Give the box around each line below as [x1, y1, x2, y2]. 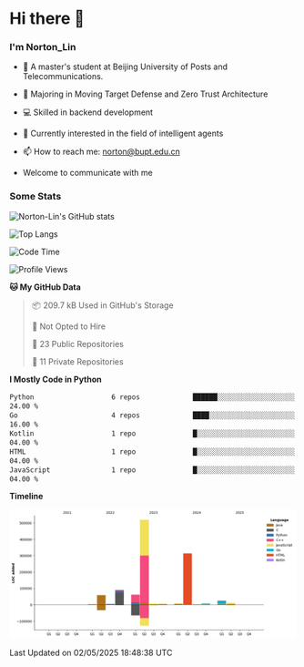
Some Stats [9, 190, 62, 203]
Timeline [9, 490, 44, 501]
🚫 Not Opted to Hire [31, 321, 106, 332]
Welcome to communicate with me [22, 168, 153, 179]
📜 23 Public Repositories [31, 338, 125, 349]
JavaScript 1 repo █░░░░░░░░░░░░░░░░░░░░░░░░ [9, 465, 296, 475]
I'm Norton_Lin [9, 41, 76, 54]
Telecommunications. [22, 71, 104, 82]
